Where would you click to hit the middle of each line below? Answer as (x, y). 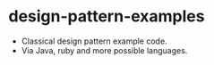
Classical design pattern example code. (94, 41)
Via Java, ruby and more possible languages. (104, 50)
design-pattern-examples (107, 16)
